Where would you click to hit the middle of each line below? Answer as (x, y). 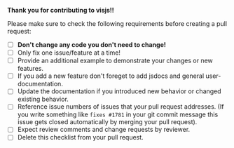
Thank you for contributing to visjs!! (61, 10)
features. (30, 69)
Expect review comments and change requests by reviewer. (104, 130)
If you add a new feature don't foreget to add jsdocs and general (111, 76)
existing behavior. (43, 99)
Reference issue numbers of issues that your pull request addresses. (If (121, 107)
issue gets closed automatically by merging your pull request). (107, 122)
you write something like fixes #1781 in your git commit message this (118, 114)
